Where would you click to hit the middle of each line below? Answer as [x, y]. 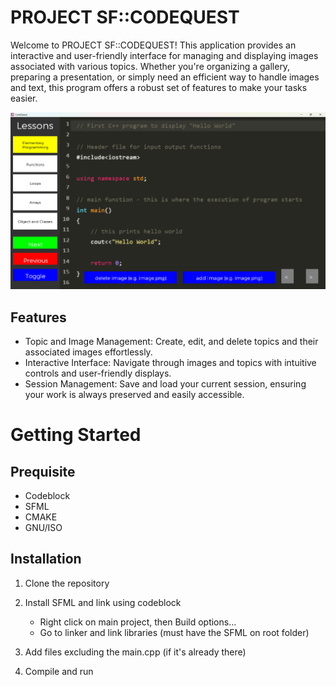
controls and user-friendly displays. [98, 373]
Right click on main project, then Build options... [138, 622]
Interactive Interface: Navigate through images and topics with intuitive [170, 363]
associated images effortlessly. [88, 352]
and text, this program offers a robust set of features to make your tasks [159, 87]
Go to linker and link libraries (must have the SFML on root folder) [174, 632]
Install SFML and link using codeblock [103, 602]
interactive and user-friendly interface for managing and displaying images [164, 55]
